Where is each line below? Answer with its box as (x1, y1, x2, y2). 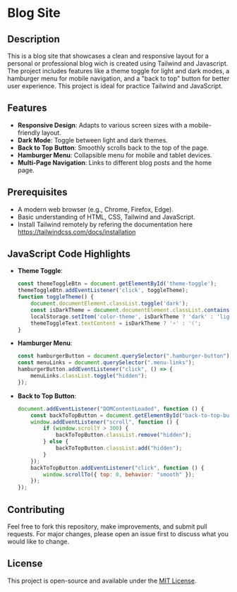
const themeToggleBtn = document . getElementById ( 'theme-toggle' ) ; (17, 280, 217, 287)
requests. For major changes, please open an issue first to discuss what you (7, 530, 229, 538)
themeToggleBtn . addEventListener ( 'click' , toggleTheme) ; (17, 287, 189, 294)
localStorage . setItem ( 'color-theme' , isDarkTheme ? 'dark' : (30, 313, 214, 320)
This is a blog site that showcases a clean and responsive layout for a (7, 52, 209, 60)
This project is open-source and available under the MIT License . (7, 576, 197, 585)
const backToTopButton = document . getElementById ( (30, 411, 183, 419)
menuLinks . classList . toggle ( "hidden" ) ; (30, 373, 148, 380)
